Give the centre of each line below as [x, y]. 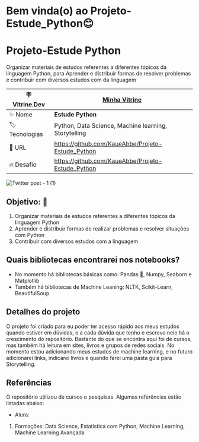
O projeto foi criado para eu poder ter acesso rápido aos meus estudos [93, 326]
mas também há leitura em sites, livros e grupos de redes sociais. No [90, 345]
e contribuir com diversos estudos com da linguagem [71, 80]
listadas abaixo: [25, 403]
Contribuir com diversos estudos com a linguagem [76, 241]
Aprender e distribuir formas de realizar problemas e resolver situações [102, 228]
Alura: [22, 415]
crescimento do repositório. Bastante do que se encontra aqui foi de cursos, [99, 339]
